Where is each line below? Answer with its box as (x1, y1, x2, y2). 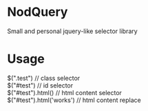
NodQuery (7, 4, 68, 20)
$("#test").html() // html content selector (7, 88, 123, 97)
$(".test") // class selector (7, 74, 81, 82)
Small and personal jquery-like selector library (7, 27, 138, 35)
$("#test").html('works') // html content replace (7, 96, 141, 104)
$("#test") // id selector (7, 81, 74, 90)
